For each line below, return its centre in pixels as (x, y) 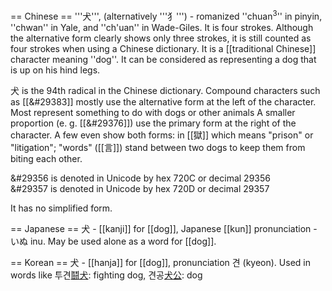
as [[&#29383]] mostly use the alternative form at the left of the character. (163, 101)
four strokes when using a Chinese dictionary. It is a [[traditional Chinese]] (163, 48)
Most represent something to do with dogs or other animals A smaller (153, 112)
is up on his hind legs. (55, 70)
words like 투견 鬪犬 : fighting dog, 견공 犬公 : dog (106, 275)
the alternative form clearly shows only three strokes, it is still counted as (161, 38)
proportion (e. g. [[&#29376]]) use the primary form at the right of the (153, 123)
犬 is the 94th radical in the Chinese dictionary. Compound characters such (165, 90)
